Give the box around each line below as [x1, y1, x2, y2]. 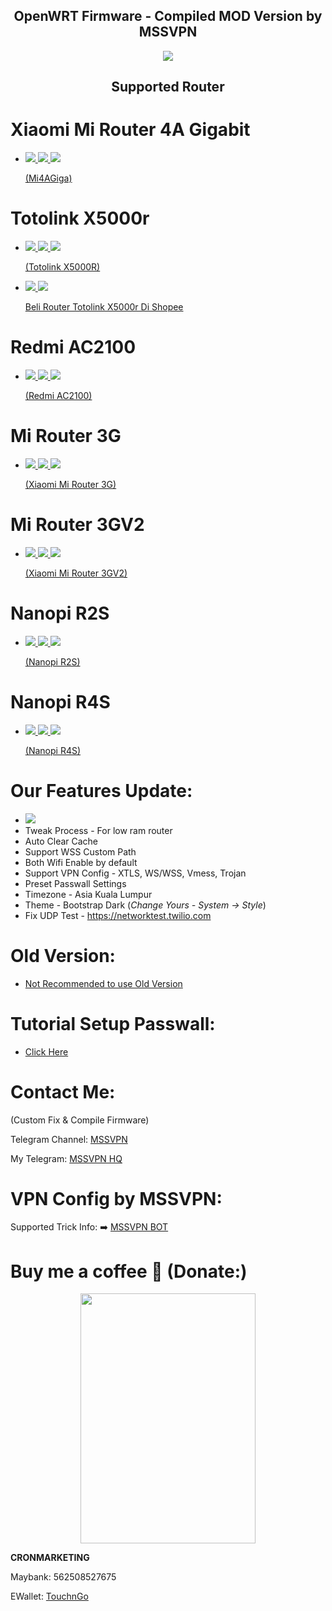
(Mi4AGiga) [24, 172, 73, 184]
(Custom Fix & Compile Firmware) [10, 1114, 150, 1126]
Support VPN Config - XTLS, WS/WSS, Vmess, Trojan [24, 867, 247, 879]
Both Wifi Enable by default [24, 856, 138, 868]
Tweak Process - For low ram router [24, 824, 173, 836]
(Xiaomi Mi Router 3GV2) [24, 567, 128, 579]
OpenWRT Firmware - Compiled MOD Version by [13, 8, 323, 25]
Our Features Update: [10, 779, 193, 802]
